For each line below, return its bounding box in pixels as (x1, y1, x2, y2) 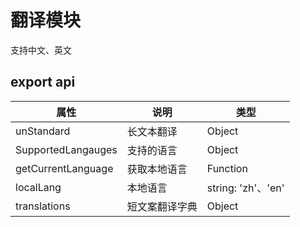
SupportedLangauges (15, 142, 118, 156)
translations (15, 199, 71, 213)
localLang (15, 180, 62, 194)
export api (10, 74, 76, 91)
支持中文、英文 (10, 44, 72, 56)
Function (206, 161, 248, 175)
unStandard (15, 124, 71, 138)
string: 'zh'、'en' (206, 181, 285, 195)
